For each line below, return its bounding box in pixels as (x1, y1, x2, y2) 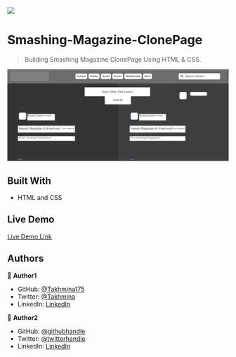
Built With (7, 175, 51, 187)
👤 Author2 (7, 313, 39, 322)
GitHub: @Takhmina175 (17, 285, 85, 293)
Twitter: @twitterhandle (17, 334, 86, 343)
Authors (7, 252, 44, 264)
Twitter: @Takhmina (17, 292, 76, 301)
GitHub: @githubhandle (17, 327, 86, 335)
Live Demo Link (7, 232, 53, 241)
